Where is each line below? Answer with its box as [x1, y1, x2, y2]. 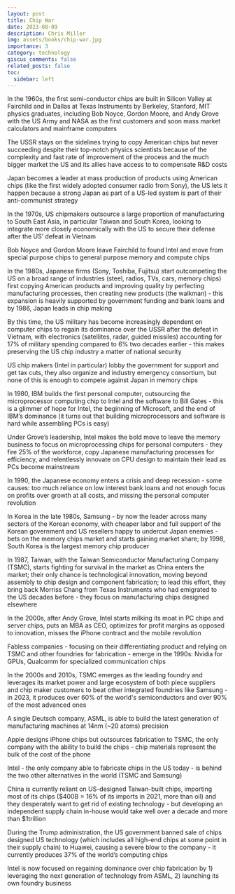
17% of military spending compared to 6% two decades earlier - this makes [7, 340, 225, 348]
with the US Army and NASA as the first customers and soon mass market [7, 117, 221, 126]
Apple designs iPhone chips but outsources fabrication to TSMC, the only [7, 736, 219, 744]
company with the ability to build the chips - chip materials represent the [7, 743, 217, 751]
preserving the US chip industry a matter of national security [7, 348, 182, 356]
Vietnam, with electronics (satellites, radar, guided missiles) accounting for [7, 332, 222, 341]
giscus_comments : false [7, 56, 77, 63]
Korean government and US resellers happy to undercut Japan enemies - [7, 527, 218, 536]
